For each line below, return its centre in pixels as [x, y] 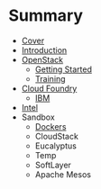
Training [50, 78]
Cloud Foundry [49, 88]
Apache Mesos [63, 174]
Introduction [44, 49]
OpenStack [42, 59]
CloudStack [56, 136]
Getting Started [63, 69]
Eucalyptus [56, 146]
